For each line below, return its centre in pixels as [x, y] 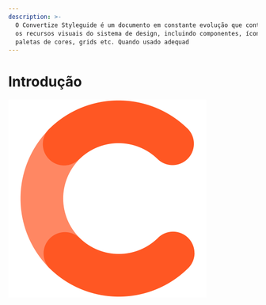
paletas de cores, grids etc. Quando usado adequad [103, 42]
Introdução [45, 82]
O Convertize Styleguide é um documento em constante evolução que [129, 25]
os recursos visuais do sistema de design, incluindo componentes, [129, 33]
